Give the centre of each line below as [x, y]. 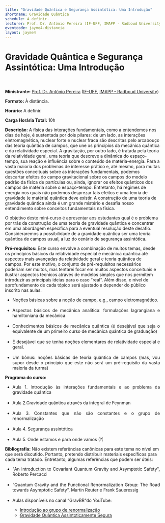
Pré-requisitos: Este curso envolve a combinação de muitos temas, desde [80, 248]
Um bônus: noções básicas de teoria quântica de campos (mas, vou [86, 357]
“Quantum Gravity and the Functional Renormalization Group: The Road [86, 485]
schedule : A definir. [27, 19]
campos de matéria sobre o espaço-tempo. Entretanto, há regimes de [76, 187]
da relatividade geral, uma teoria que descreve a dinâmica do [67, 156]
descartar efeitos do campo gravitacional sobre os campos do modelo [76, 177]
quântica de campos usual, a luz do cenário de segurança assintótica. [76, 239]
